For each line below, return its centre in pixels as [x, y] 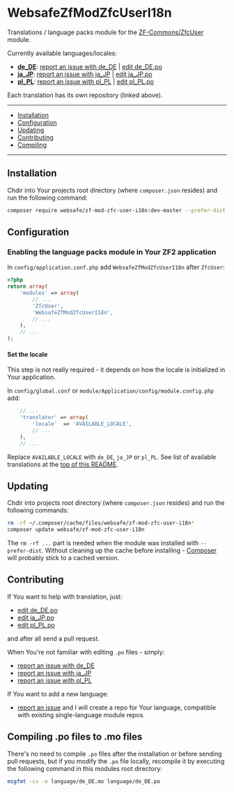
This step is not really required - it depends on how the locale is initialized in [116, 370]
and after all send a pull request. [53, 638]
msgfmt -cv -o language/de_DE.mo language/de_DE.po [84, 781]
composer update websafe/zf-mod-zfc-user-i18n [76, 530]
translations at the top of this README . [63, 464]
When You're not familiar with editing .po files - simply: [86, 652]
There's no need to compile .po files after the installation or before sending [115, 754]
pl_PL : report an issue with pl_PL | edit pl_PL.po [86, 81]
